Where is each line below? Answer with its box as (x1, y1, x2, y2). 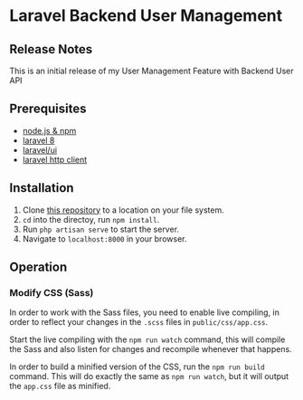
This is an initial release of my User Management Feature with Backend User (9, 65, 294, 76)
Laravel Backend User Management (9, 5, 283, 26)
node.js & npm (22, 125, 77, 136)
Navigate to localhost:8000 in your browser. (22, 233, 187, 244)
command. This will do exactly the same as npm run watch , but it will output (9, 371, 289, 382)
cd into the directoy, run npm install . (22, 214, 160, 224)
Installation (9, 180, 74, 195)
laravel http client (22, 154, 88, 165)
